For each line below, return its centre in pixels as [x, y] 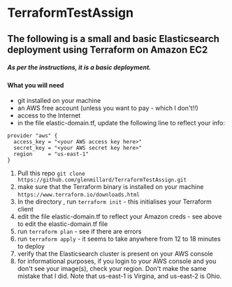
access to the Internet [49, 115]
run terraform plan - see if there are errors [79, 232]
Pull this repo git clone [51, 174]
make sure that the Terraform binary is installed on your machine [110, 187]
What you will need [36, 85]
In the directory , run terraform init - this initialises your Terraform [114, 202]
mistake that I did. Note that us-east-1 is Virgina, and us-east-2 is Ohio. [119, 276]
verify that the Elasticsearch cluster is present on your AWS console [115, 254]
